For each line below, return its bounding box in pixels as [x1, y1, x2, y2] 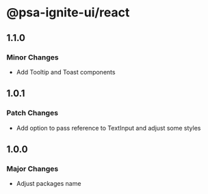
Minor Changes [6, 53, 59, 62]
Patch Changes [6, 108, 59, 117]
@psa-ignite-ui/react [6, 5, 130, 20]
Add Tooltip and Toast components [16, 68, 116, 76]
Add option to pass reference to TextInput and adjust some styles [16, 124, 201, 132]
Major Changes [6, 164, 59, 174]
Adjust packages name [16, 180, 81, 188]
